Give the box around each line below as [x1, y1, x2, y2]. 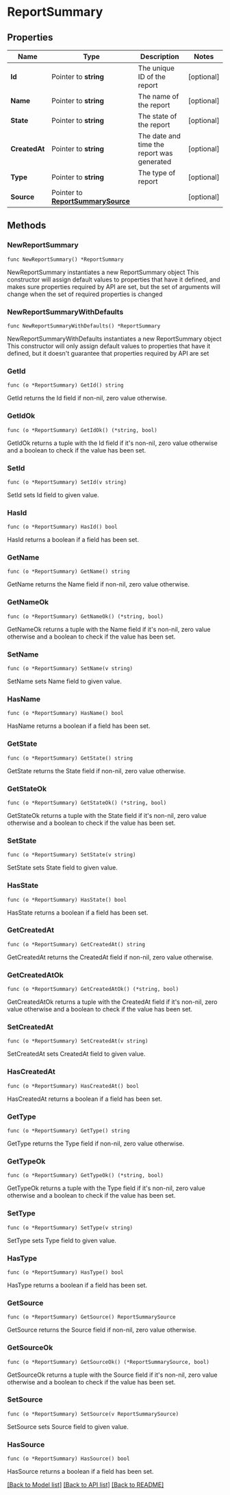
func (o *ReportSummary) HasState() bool [7, 896, 127, 903]
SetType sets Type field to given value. [7, 1236, 116, 1244]
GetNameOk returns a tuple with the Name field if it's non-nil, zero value [7, 625, 211, 633]
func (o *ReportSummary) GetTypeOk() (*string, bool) [7, 1172, 164, 1179]
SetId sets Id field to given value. [7, 490, 99, 499]
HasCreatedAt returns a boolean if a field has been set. [7, 1095, 162, 1103]
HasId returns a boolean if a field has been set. [7, 536, 139, 544]
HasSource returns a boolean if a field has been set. [7, 1468, 154, 1476]
